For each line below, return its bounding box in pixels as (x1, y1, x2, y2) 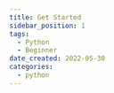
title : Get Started (9, 12, 82, 22)
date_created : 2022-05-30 (9, 54, 105, 63)
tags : (9, 29, 29, 38)
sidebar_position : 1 (9, 21, 86, 30)
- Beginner (17, 46, 58, 55)
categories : (9, 63, 53, 72)
